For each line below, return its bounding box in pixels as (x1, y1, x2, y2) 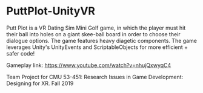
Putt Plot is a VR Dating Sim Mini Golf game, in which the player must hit (6, 24, 186, 31)
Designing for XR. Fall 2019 (6, 80, 74, 87)
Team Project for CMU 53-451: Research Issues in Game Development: (6, 73, 184, 80)
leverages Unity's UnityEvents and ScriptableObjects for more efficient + (6, 43, 188, 51)
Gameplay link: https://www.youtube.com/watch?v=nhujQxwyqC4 (6, 62, 171, 69)
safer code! (6, 50, 35, 57)
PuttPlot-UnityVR (6, 4, 96, 18)
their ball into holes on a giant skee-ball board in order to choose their (6, 30, 181, 37)
